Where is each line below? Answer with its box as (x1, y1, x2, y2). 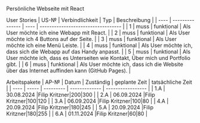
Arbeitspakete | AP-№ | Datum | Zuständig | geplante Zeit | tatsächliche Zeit (6, 78, 192, 86)
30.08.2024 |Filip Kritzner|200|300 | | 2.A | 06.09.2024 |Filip (6, 92, 155, 98)
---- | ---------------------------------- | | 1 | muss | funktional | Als (25, 23, 191, 30)
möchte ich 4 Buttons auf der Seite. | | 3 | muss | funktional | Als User (6, 36, 177, 42)
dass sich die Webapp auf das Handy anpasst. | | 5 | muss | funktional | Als (6, 48, 191, 55)
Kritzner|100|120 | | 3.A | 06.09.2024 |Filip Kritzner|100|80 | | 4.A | (6, 97, 169, 105)
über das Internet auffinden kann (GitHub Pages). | (6, 67, 131, 74)
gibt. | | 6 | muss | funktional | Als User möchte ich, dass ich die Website (6, 61, 183, 68)
